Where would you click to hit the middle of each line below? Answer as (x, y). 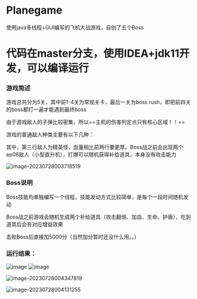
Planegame (35, 10)
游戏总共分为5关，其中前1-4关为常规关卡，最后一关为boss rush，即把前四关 (98, 102)
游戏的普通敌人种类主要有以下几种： (50, 135)
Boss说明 (19, 183)
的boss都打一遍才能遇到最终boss (46, 109)
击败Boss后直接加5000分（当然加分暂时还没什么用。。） (73, 236)
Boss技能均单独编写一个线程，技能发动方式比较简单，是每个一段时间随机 (95, 197)
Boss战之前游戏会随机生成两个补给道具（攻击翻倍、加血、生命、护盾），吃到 (99, 217)
